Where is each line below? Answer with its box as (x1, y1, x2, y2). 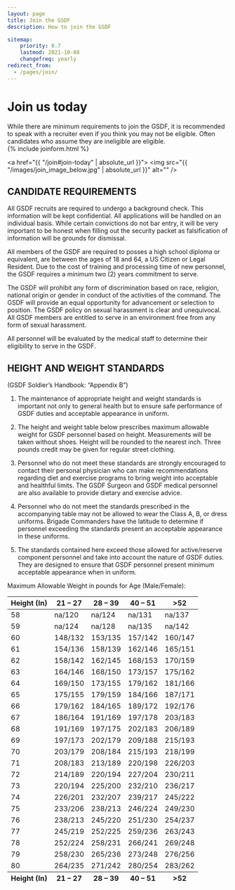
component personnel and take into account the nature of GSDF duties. (17, 553, 224, 562)
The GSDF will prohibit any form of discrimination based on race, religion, (7, 283, 220, 292)
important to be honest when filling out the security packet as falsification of (7, 227, 228, 235)
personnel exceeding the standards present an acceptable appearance (17, 525, 223, 533)
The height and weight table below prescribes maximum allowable (17, 423, 209, 431)
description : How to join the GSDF (7, 23, 112, 30)
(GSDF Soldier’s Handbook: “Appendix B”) (7, 381, 128, 389)
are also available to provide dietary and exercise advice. (17, 489, 182, 497)
